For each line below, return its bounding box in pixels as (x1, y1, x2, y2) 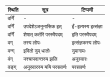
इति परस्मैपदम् (71, 31, 96, 38)
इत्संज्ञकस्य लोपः (71, 39, 101, 46)
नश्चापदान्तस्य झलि (23, 55, 57, 62)
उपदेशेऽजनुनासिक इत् (23, 23, 62, 29)
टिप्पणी (81, 6, 93, 13)
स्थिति (7, 6, 18, 13)
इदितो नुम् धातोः (23, 47, 50, 54)
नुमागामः (71, 47, 86, 54)
